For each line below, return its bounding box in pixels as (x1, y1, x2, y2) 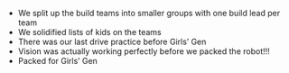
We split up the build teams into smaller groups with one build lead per (17, 8, 281, 18)
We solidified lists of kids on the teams (17, 27, 162, 37)
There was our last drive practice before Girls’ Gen (17, 36, 207, 47)
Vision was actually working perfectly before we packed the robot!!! (17, 46, 271, 57)
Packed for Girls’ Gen (17, 56, 98, 66)
